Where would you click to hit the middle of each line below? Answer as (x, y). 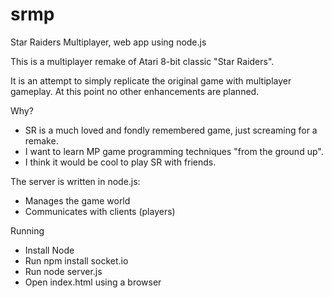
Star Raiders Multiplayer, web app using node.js (108, 42)
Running (27, 230)
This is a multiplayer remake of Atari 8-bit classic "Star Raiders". (142, 61)
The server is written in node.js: (75, 181)
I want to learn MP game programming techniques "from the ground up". (174, 151)
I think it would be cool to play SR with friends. (120, 162)
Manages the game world (77, 200)
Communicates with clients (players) (100, 211)
